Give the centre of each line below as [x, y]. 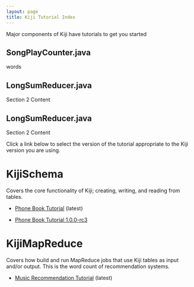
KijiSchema [35, 174]
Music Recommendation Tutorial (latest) [63, 278]
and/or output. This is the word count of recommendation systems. [88, 266]
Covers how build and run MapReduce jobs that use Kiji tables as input [93, 260]
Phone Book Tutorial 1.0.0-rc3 [51, 220]
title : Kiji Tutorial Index [41, 17]
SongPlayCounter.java [48, 52]
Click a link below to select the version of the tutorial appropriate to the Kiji [97, 144]
